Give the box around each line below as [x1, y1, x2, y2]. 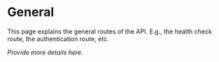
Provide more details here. [7, 48, 83, 56]
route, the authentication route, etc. [7, 34, 110, 42]
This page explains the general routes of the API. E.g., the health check [7, 27, 212, 36]
